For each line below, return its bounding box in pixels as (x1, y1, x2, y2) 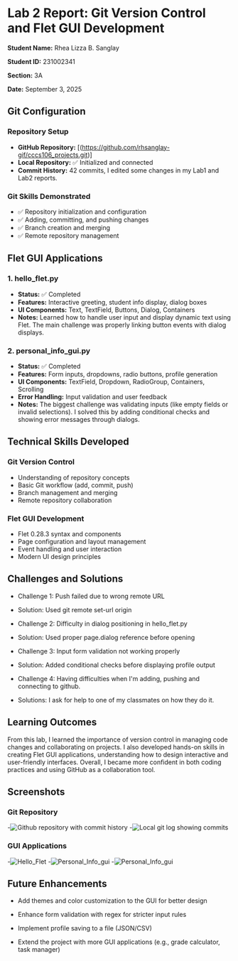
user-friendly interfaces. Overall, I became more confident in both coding (7, 758, 222, 766)
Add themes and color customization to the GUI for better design (17, 896, 207, 905)
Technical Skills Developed (7, 435, 129, 448)
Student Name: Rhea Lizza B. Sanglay (7, 43, 119, 52)
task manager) (17, 945, 60, 954)
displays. (17, 328, 45, 337)
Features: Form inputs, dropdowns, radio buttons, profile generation (17, 369, 218, 378)
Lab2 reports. (17, 173, 58, 182)
